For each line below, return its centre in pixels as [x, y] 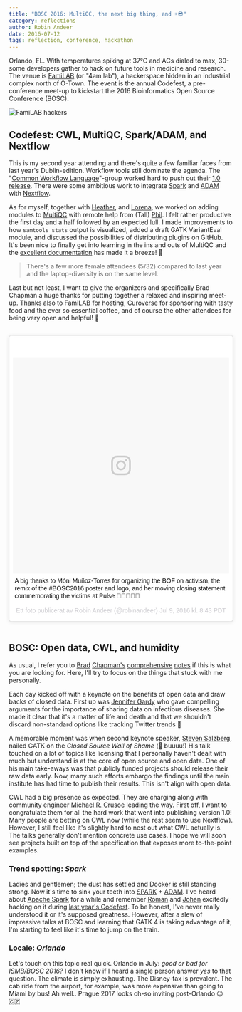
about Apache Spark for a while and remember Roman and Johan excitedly [119, 899]
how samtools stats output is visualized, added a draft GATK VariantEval [115, 229]
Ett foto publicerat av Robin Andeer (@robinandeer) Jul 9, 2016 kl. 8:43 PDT [121, 610]
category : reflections [42, 21]
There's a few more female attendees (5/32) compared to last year [124, 266]
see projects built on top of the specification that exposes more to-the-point [120, 843]
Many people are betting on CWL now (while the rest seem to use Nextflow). [121, 820]
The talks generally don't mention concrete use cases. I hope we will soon [117, 835]
